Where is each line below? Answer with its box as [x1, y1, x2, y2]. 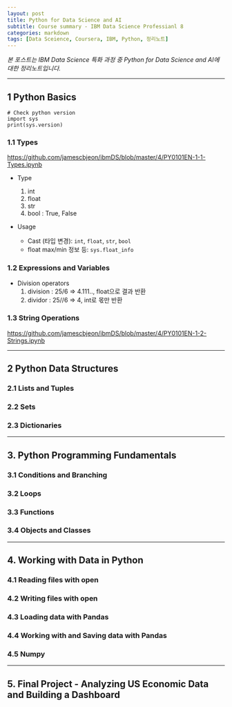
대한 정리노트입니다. [7, 64, 61, 72]
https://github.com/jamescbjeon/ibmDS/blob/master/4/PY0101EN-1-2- [7, 329, 207, 337]
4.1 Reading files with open [7, 575, 99, 585]
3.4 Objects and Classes [7, 525, 91, 535]
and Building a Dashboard [7, 688, 121, 701]
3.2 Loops [7, 488, 41, 498]
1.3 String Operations [7, 313, 80, 323]
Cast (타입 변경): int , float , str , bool [27, 237, 131, 245]
